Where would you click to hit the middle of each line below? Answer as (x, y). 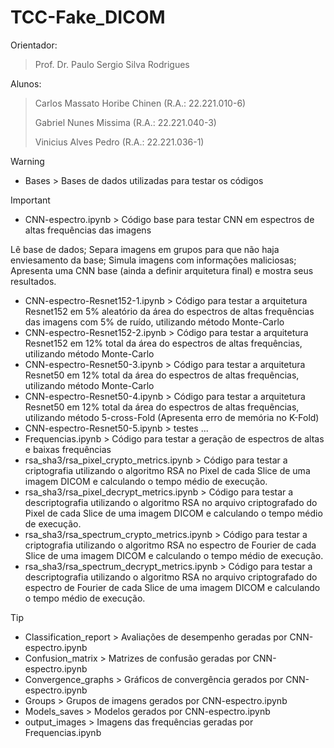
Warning (27, 161)
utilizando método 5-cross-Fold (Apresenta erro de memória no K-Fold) (172, 417)
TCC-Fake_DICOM (88, 17)
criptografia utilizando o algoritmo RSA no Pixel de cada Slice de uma (167, 470)
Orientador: (34, 45)
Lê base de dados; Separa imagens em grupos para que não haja (145, 249)
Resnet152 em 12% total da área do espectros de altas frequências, (163, 343)
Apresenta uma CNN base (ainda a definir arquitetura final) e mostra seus (162, 270)
